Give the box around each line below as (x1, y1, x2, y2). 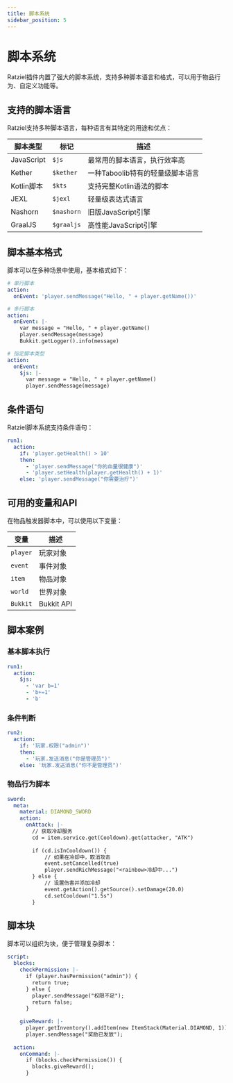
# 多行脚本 (7, 305, 35, 313)
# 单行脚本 (7, 280, 35, 287)
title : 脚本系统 (7, 10, 50, 17)
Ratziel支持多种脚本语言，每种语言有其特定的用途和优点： (7, 124, 173, 132)
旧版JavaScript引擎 (87, 208, 151, 217)
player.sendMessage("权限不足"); (32, 992, 125, 999)
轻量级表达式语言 (87, 195, 144, 204)
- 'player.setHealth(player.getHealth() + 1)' (25, 470, 163, 477)
